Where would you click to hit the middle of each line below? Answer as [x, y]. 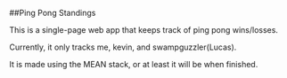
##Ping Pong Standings [53, 13]
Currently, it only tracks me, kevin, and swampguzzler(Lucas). [123, 47]
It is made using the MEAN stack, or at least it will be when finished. [134, 64]
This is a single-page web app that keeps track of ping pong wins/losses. [144, 30]
